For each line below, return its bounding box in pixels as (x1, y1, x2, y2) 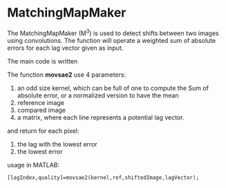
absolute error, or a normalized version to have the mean (17, 91, 179, 100)
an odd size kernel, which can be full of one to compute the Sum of (17, 84, 209, 92)
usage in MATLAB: (7, 160, 60, 169)
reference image (17, 98, 64, 106)
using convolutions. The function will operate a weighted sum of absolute (7, 36, 216, 44)
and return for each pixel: (7, 126, 79, 135)
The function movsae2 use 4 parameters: (7, 70, 126, 79)
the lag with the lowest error (17, 140, 98, 148)
